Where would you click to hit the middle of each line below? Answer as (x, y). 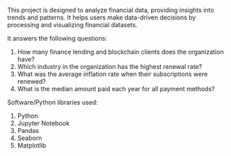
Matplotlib (32, 145)
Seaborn (30, 138)
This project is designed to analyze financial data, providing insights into (111, 10)
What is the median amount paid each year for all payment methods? (116, 89)
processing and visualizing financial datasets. (72, 25)
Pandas (28, 131)
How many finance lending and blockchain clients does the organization (120, 52)
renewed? (32, 81)
